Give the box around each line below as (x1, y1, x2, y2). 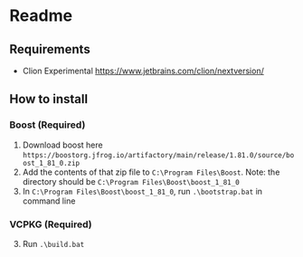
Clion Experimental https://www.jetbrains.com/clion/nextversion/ (22, 65, 264, 76)
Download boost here (22, 139, 103, 150)
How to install (9, 91, 89, 107)
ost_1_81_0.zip (22, 158, 80, 167)
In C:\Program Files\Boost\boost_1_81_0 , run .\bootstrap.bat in (22, 186, 263, 196)
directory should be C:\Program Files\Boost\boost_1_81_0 (22, 176, 240, 186)
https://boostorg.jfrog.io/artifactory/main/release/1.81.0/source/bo (22, 150, 295, 159)
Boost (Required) (9, 119, 86, 131)
